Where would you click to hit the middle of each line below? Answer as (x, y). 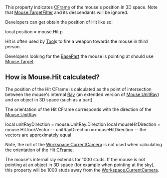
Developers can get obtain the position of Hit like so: (59, 22)
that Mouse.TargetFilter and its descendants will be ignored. (67, 12)
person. (13, 46)
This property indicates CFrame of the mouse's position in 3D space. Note (82, 7)
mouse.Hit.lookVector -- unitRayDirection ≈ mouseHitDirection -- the (76, 129)
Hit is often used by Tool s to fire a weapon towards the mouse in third (77, 41)
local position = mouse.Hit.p (34, 32)
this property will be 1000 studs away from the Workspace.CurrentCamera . (82, 170)
